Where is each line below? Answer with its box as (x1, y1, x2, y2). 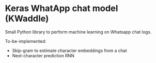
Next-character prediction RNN (12, 52, 75, 58)
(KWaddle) (5, 13, 49, 24)
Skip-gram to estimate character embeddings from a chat (12, 48, 127, 53)
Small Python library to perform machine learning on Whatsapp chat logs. (5, 29, 152, 35)
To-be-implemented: (5, 38, 47, 44)
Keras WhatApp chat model (5, 3, 118, 14)
